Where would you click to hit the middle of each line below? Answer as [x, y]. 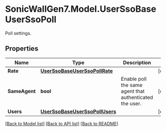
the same [132, 85]
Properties [22, 49]
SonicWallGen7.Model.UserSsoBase [81, 9]
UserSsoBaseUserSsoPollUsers [78, 111]
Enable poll [134, 79]
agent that [133, 91]
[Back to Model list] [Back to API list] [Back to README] [62, 124]
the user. [131, 103]
